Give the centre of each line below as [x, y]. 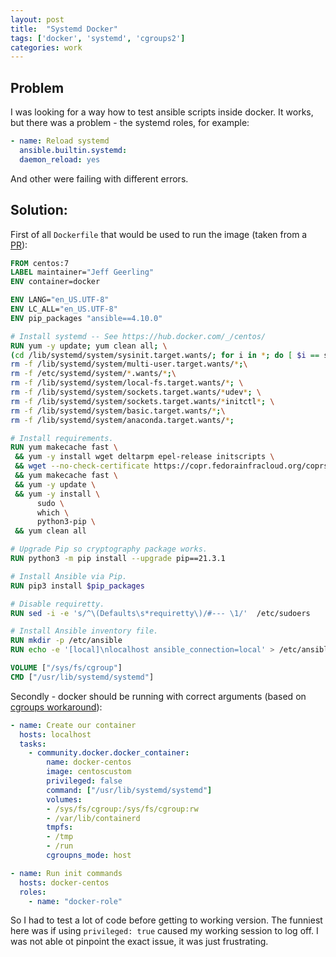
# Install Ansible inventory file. [84, 631]
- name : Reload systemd [60, 141]
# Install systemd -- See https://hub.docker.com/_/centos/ [138, 336]
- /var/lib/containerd [93, 818]
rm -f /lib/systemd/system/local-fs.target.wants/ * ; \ [127, 383]
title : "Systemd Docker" [64, 29]
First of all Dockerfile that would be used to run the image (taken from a [159, 234]
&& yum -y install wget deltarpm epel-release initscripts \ [144, 457]
